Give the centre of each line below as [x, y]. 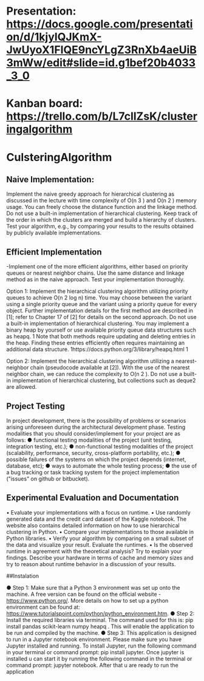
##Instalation [23, 576]
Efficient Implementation [54, 252]
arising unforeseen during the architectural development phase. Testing [96, 427]
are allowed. [22, 387]
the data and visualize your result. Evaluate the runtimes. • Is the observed [100, 544]
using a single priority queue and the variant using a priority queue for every [102, 304]
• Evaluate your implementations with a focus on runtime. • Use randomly [99, 512]
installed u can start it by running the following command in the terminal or [99, 659]
